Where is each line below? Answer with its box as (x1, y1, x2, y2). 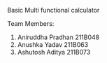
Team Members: (7, 20, 55, 27)
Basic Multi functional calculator (7, 6, 100, 14)
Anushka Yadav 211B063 (17, 41, 89, 48)
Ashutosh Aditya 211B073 (17, 48, 91, 56)
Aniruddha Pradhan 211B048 (17, 33, 100, 41)
